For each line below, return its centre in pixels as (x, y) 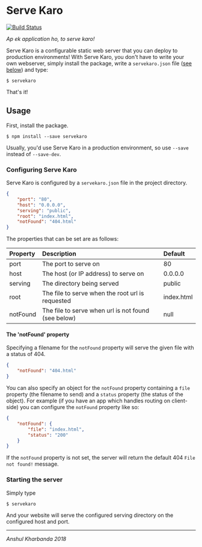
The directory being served (80, 284)
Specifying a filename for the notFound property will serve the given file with (100, 348)
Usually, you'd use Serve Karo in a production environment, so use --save (98, 148)
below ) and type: (27, 69)
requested (56, 301)
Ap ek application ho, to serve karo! (50, 39)
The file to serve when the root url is (93, 293)
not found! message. (32, 464)
